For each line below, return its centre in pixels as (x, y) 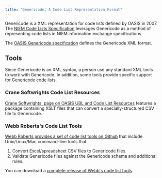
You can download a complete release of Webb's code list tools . (69, 171)
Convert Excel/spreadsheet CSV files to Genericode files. (69, 151)
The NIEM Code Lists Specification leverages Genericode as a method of (78, 28)
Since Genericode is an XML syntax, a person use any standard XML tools (79, 70)
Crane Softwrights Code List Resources (53, 92)
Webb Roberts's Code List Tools (44, 126)
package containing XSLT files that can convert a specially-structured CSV (80, 108)
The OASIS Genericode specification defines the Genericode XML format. (79, 43)
